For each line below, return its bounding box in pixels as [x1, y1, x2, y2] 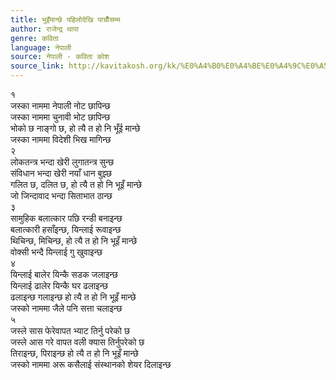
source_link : [10, 61, 65, 71]
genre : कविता [10, 33, 59, 43]
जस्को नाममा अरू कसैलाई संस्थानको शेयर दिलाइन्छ [10, 359, 172, 370]
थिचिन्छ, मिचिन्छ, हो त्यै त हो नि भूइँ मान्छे [10, 235, 138, 246]
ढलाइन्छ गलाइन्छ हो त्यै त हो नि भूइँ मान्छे [10, 291, 137, 303]
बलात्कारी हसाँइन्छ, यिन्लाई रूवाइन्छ [10, 224, 122, 235]
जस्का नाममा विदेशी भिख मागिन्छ [10, 134, 112, 145]
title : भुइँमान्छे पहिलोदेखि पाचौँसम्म [10, 14, 121, 25]
